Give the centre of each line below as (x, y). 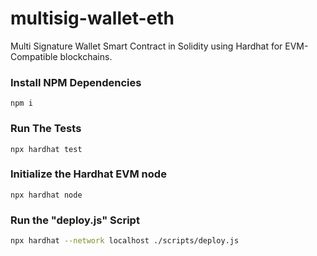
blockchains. (86, 56)
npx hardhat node (46, 195)
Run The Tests (46, 129)
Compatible (34, 56)
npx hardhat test (46, 149)
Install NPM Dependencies (76, 82)
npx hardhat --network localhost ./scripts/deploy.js (125, 241)
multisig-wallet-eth (92, 18)
